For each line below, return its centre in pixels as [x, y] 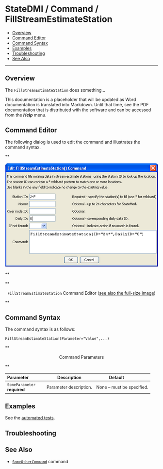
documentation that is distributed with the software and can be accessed [78, 110]
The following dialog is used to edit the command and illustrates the [73, 142]
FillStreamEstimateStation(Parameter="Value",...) [57, 339]
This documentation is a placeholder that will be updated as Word [71, 99]
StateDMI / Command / [52, 9]
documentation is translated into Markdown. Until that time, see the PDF [77, 104]
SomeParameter [21, 385]
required [16, 390]
